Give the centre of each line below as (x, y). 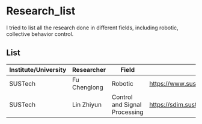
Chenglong (87, 87)
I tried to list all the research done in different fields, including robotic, (92, 28)
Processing (127, 112)
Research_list (41, 11)
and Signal (127, 104)
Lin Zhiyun (87, 104)
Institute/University (38, 69)
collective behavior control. (40, 34)
